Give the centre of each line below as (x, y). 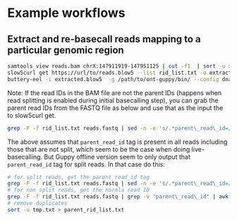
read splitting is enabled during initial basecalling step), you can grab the (113, 100)
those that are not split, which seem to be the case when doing (99, 149)
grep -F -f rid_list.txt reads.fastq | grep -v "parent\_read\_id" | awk (118, 197)
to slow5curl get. (32, 115)
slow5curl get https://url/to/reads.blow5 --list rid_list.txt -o (107, 73)
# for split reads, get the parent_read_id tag (79, 177)
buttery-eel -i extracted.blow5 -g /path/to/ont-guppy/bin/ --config (113, 79)
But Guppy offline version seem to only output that (117, 157)
